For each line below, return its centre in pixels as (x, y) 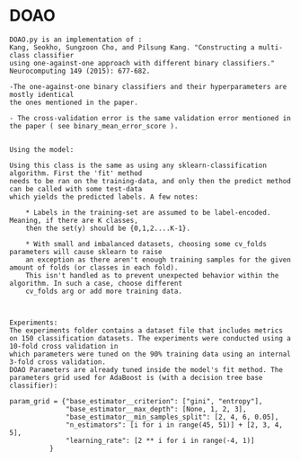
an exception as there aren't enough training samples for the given (159, 260)
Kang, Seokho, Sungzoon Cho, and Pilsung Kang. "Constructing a (132, 47)
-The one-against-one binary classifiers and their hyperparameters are (148, 86)
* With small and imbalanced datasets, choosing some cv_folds (146, 244)
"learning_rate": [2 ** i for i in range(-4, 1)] (160, 440)
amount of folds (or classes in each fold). (94, 267)
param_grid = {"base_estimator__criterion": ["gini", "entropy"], (136, 401)
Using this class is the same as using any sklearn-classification (138, 165)
